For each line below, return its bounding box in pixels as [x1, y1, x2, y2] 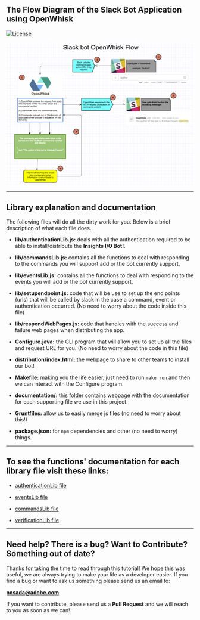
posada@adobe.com [6, 588, 60, 596]
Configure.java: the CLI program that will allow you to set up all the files [14, 338, 192, 345]
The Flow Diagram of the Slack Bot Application [6, 5, 182, 15]
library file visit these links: [6, 466, 109, 476]
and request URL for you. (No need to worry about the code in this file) [14, 345, 189, 352]
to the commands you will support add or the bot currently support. [14, 261, 180, 268]
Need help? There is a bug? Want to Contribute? [6, 540, 187, 550]
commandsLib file [14, 505, 59, 512]
